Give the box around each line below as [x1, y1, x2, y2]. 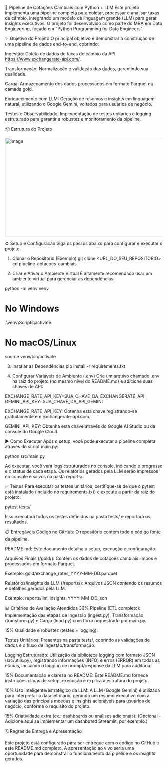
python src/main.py [5, 453, 45, 459]
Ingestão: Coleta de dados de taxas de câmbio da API [5, 51, 116, 57]
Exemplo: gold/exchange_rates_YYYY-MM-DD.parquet [5, 570, 118, 576]
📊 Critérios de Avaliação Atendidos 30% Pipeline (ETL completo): [5, 605, 141, 611]
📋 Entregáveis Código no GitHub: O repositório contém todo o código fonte [5, 529, 161, 535]
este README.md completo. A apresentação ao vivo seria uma [5, 745, 134, 751]
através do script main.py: [5, 443, 59, 449]
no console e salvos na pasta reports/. [5, 473, 84, 479]
